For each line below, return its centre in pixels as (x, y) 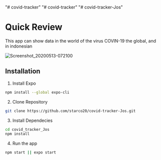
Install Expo (24, 83)
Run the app (25, 144)
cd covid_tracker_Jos (27, 129)
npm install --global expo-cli (37, 92)
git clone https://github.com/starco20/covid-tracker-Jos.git (70, 111)
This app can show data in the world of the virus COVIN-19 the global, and (81, 41)
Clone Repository (30, 102)
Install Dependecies (32, 120)
